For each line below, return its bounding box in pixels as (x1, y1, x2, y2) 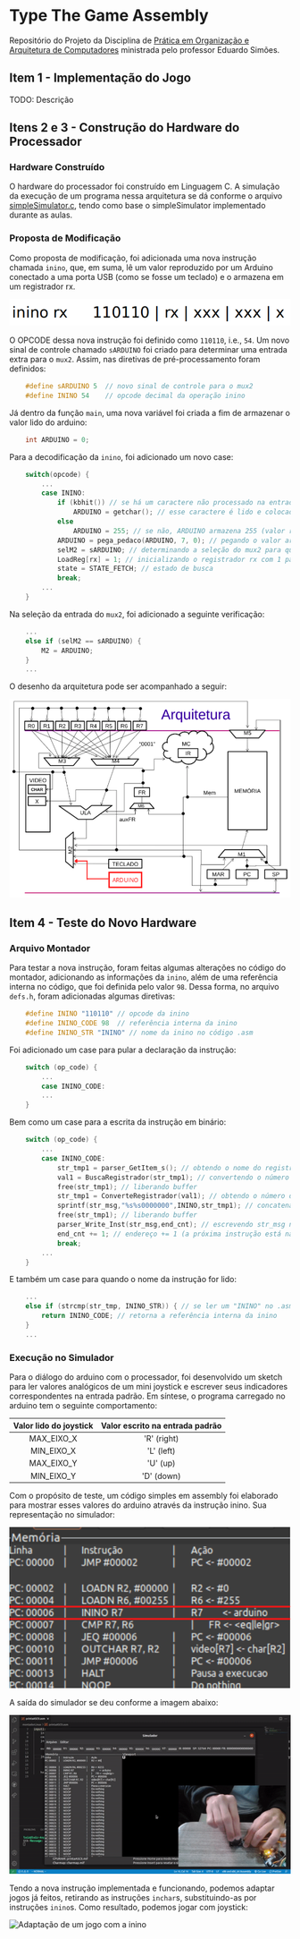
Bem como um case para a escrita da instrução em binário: (9, 1117, 227, 1127)
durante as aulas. (9, 209, 73, 220)
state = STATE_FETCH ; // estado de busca (56, 565, 214, 574)
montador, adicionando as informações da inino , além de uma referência (9, 972, 279, 982)
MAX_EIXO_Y (29, 1458, 78, 1468)
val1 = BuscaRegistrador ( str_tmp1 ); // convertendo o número (56, 1173, 290, 1182)
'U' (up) (146, 1458, 176, 1468)
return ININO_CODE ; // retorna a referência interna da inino (41, 1312, 278, 1321)
